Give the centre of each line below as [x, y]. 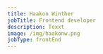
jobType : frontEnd [34, 40]
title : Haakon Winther [41, 14]
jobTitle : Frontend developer [52, 20]
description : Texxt [36, 27]
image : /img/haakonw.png [44, 33]
